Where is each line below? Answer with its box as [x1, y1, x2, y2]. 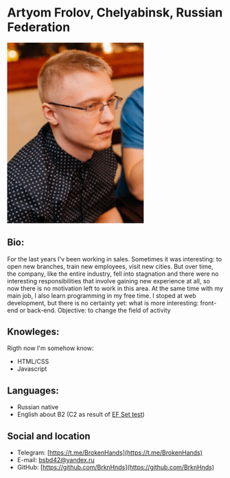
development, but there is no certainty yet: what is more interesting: [7, 298, 199, 307]
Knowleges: [7, 325, 60, 338]
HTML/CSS [16, 358, 49, 366]
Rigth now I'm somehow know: [7, 344, 94, 352]
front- [200, 298, 217, 307]
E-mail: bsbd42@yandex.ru [16, 455, 95, 464]
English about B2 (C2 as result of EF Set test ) [16, 411, 146, 419]
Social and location [7, 430, 91, 442]
